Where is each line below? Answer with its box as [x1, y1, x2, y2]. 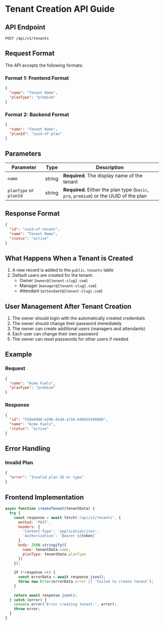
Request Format [5, 49, 55, 57]
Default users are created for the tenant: [12, 272, 93, 278]
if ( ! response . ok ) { [14, 570, 56, 575]
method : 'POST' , [18, 519, 51, 525]
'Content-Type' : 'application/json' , [22, 529, 99, 534]
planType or [7, 187, 34, 194]
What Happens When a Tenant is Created [5, 254, 133, 262]
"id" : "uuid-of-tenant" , [9, 227, 60, 232]
